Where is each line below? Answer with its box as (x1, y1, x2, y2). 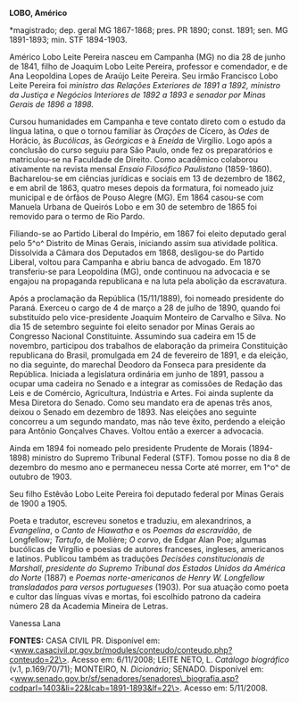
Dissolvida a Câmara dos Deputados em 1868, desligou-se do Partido (9, 247, 265, 258)
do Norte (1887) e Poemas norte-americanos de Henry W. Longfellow (9, 573, 265, 582)
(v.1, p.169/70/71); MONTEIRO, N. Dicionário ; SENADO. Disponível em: (9, 664, 264, 674)
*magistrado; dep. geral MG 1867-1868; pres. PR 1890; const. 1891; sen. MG (9, 25, 288, 35)
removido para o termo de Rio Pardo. (9, 211, 145, 221)
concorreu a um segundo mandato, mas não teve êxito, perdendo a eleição (9, 417, 286, 426)
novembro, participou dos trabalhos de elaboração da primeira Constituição (9, 341, 288, 351)
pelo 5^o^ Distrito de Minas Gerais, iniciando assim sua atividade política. (9, 238, 278, 248)
